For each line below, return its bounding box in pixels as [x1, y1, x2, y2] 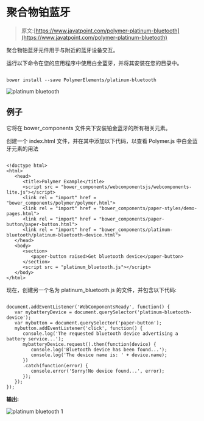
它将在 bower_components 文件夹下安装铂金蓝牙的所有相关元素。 [6, 124, 171, 131]
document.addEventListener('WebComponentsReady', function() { [6, 304, 171, 310]
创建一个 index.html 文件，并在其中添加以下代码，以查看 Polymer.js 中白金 [6, 137, 193, 144]
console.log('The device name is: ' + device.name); [30, 352, 167, 358]
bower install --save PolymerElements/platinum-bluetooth [6, 77, 157, 83]
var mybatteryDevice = [14, 309, 72, 315]
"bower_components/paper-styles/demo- [99, 205, 198, 211]
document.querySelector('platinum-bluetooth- [74, 309, 192, 315]
